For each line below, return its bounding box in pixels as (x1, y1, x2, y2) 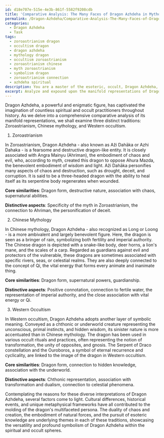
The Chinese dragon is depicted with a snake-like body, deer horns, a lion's (5, 242, 157, 248)
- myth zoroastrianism (9, 66, 56, 71)
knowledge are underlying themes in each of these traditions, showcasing (5, 417, 154, 423)
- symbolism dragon (9, 71, 49, 76)
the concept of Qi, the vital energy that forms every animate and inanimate (5, 263, 155, 269)
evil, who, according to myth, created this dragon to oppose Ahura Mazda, (5, 157, 155, 164)
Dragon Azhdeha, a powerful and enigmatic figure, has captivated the (5, 102, 145, 108)
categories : (5, 21, 29, 26)
